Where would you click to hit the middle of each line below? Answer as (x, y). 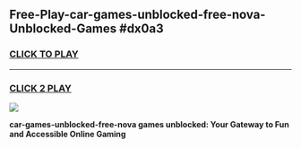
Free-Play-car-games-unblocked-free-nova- (138, 15)
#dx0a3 (142, 29)
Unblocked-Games (63, 29)
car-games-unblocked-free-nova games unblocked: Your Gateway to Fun (149, 124)
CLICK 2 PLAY (40, 88)
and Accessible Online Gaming (68, 134)
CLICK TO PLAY (44, 55)
